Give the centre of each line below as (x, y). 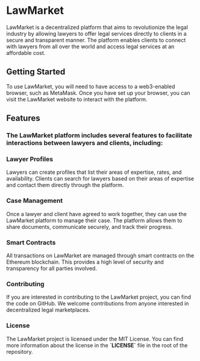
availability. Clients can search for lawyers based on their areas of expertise (100, 179)
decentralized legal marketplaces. (48, 310)
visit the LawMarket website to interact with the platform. (77, 99)
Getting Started (36, 72)
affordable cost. (26, 53)
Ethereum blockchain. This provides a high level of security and (85, 262)
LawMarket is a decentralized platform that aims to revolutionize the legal (97, 27)
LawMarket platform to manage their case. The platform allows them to (94, 220)
